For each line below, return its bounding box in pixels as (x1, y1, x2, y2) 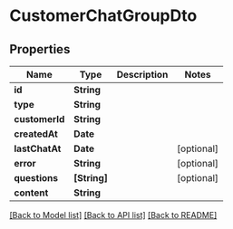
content (14, 186, 49, 199)
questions (14, 172, 59, 184)
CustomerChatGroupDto (9, 5, 198, 26)
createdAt (14, 128, 59, 140)
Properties (9, 42, 71, 57)
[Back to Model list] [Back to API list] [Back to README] (9, 210, 218, 220)
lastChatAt (14, 142, 62, 155)
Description (116, 69, 169, 81)
